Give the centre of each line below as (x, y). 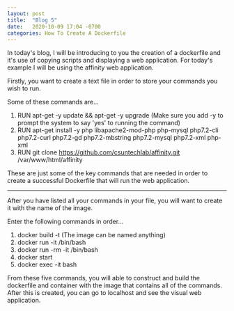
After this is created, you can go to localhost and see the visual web (104, 293)
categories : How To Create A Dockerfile (67, 33)
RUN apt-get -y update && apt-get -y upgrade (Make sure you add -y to (120, 115)
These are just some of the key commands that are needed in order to (108, 173)
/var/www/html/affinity (50, 160)
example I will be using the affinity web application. (81, 67)
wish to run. (24, 88)
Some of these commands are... (53, 102)
